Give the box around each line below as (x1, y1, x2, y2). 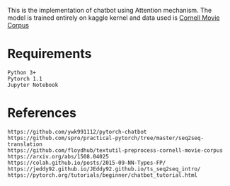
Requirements (7, 46, 92, 62)
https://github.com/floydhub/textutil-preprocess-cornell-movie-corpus (7, 146, 223, 154)
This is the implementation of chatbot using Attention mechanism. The (7, 6, 212, 14)
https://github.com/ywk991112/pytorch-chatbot (7, 128, 147, 135)
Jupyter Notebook (7, 81, 59, 88)
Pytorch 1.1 (7, 75, 42, 82)
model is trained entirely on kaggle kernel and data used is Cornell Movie (7, 13, 220, 22)
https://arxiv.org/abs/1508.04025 (7, 153, 110, 160)
